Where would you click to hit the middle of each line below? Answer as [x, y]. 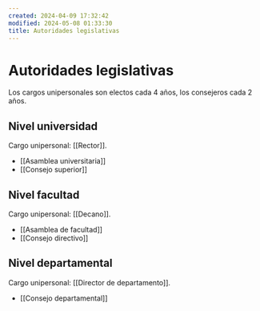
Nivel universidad [53, 126]
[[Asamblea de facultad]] [61, 229]
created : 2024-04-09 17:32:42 [59, 16]
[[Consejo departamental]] [64, 298]
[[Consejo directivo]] [54, 238]
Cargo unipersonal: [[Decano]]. [60, 214]
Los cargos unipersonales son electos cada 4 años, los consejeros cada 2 [130, 92]
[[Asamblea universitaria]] [63, 161]
